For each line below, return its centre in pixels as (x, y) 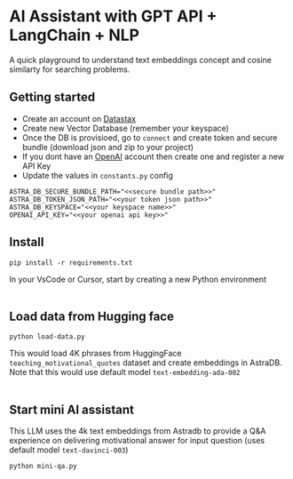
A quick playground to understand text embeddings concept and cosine (141, 60)
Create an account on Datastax (79, 118)
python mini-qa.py (43, 467)
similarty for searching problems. (70, 69)
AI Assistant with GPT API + (113, 16)
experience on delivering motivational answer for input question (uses (137, 441)
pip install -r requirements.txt (71, 263)
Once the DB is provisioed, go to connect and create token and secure (150, 137)
